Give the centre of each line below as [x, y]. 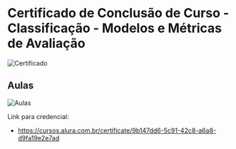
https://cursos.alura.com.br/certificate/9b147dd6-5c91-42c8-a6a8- [117, 130]
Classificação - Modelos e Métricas [115, 28]
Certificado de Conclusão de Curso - [118, 13]
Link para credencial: [38, 116]
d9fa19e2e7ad [39, 138]
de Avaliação [46, 43]
